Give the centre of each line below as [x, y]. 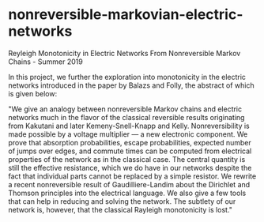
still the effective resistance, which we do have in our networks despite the [130, 167]
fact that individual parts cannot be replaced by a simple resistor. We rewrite [132, 176]
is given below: [33, 93]
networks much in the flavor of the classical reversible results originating [126, 117]
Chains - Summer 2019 [45, 62]
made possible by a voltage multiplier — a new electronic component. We [128, 134]
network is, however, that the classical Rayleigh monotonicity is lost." [121, 209]
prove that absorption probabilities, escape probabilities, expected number [130, 142]
